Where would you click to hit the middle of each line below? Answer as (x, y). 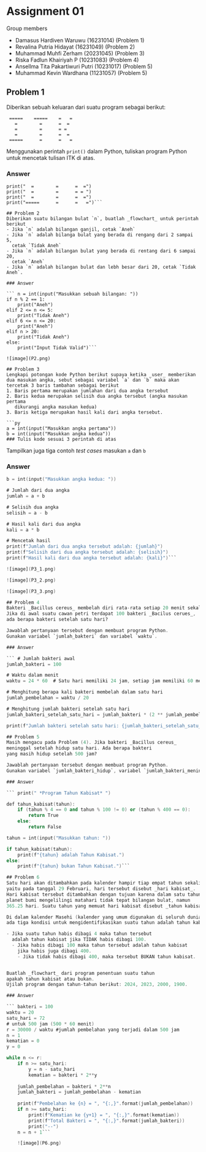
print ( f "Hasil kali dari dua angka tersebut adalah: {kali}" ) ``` (91, 558)
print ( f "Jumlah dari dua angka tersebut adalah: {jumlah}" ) (85, 546)
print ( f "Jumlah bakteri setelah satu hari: (63, 726)
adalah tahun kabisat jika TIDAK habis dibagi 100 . (79, 940)
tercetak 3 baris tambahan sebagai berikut (63, 385)
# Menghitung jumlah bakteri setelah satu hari (68, 709)
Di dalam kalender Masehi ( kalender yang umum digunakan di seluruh (96, 917)
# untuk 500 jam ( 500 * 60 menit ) (51, 1024)
